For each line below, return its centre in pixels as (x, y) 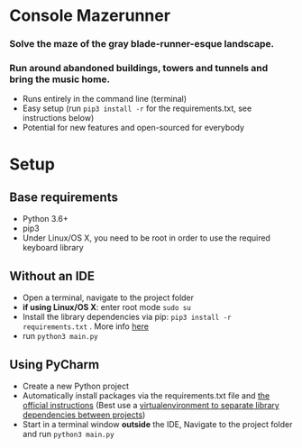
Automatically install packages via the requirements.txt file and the (146, 396)
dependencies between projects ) (84, 415)
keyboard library (53, 248)
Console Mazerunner (90, 16)
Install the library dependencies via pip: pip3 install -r (127, 317)
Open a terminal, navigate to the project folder (108, 297)
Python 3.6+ (46, 219)
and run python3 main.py (68, 434)
